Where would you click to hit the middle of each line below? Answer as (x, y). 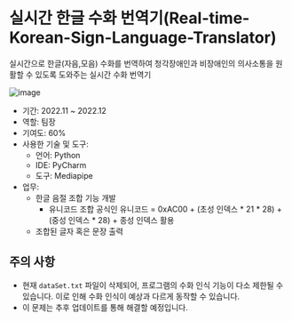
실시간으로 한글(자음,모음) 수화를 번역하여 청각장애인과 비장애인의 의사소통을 (141, 63)
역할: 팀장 (39, 122)
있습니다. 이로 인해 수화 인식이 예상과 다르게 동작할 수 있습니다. (131, 296)
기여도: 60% (44, 132)
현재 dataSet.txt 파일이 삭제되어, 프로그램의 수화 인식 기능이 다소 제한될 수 (153, 285)
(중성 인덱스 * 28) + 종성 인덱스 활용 (111, 220)
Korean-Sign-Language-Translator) (143, 38)
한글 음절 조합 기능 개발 (76, 197)
